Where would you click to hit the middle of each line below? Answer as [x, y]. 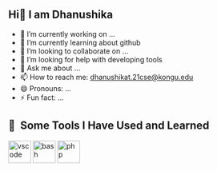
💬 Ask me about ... [50, 68]
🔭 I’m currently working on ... [67, 34]
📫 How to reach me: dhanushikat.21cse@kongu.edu [106, 77]
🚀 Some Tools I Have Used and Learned [109, 126]
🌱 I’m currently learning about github [80, 42]
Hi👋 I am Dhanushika [61, 15]
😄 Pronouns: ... [46, 88]
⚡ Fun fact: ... [42, 97]
